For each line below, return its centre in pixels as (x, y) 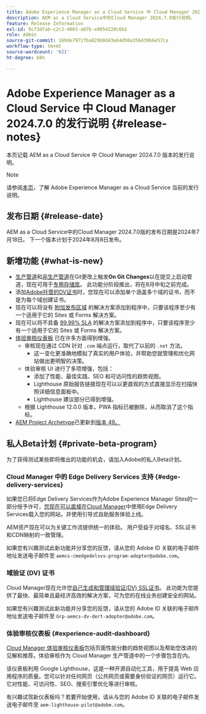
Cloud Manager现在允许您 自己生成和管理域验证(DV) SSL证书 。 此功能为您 (100, 587)
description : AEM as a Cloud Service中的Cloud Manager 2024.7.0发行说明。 (101, 18)
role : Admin (21, 35)
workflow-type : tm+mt (34, 47)
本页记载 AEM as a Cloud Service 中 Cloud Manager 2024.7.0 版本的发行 (98, 154)
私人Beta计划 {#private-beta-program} (82, 443)
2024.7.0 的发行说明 (58, 123)
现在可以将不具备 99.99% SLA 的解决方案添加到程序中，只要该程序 (100, 323)
